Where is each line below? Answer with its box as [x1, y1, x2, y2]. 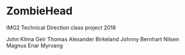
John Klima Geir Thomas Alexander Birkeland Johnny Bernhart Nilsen [6, 35, 180, 42]
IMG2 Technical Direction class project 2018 [6, 24, 116, 31]
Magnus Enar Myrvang [6, 42, 63, 49]
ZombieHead [6, 4, 73, 18]
